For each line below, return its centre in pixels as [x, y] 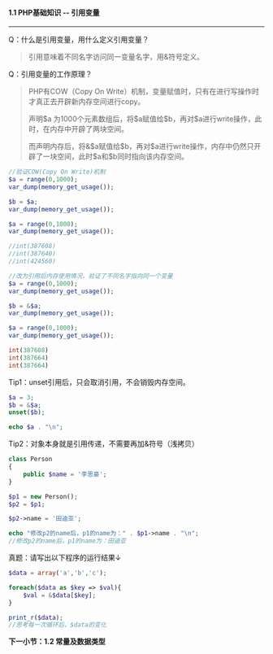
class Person [30, 460]
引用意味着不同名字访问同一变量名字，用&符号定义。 [116, 57]
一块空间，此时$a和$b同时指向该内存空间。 [116, 157]
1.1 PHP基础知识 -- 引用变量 [54, 12]
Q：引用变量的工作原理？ [50, 74]
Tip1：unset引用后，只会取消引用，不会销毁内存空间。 [99, 381]
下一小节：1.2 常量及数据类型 [57, 642]
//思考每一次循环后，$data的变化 [58, 625]
